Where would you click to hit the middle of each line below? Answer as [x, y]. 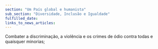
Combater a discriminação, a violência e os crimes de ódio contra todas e [79, 37]
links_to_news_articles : [30, 23]
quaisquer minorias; [25, 42]
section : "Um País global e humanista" [46, 9]
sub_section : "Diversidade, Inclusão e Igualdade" [58, 14]
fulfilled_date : [21, 18]
